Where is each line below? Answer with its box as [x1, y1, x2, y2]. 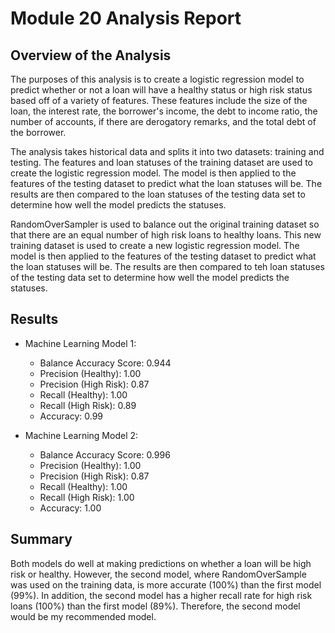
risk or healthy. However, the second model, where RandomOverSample [10, 568, 307, 580]
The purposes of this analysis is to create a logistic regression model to [10, 73, 305, 85]
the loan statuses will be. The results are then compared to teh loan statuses [10, 261, 325, 272]
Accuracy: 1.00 [39, 502, 102, 514]
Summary [10, 531, 73, 548]
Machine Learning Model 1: [24, 337, 137, 349]
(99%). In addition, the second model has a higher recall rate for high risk [10, 589, 313, 601]
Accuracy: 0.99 [39, 410, 103, 422]
